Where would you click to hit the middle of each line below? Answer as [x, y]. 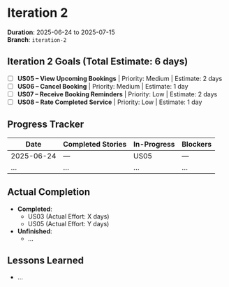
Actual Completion [49, 192]
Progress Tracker [46, 125]
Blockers [196, 144]
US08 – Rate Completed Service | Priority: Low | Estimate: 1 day [110, 102]
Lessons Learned [45, 261]
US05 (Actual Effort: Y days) [68, 223]
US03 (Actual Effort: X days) [68, 216]
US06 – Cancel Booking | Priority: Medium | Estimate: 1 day [103, 86]
